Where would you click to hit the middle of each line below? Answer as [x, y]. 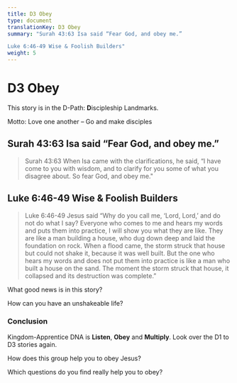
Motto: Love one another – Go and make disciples [80, 121]
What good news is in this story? [55, 289]
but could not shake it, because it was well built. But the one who [120, 253]
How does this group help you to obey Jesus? [75, 358]
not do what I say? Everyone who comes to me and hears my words [124, 223]
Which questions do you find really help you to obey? [85, 372]
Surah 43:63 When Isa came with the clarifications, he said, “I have [123, 161]
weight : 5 [22, 53]
